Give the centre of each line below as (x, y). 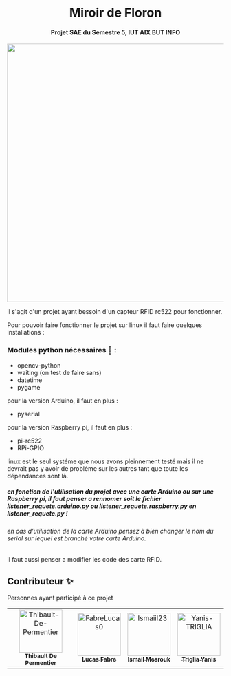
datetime (30, 380)
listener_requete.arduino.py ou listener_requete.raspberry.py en (102, 506)
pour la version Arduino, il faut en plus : (63, 401)
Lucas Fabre (99, 659)
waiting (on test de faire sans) (59, 372)
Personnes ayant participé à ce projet (60, 598)
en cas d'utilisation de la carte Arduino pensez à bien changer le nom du (110, 531)
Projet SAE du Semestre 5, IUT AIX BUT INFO (115, 32)
